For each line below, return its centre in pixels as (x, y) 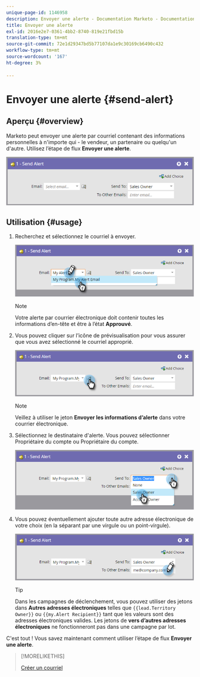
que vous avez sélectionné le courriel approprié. (74, 341)
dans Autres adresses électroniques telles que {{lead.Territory (95, 607)
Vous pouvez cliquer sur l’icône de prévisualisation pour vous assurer (100, 335)
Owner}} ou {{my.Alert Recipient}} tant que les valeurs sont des (94, 614)
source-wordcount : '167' (37, 57)
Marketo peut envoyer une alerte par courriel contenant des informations (96, 136)
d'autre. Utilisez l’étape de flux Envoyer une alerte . (69, 148)
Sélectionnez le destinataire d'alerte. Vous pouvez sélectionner (92, 436)
